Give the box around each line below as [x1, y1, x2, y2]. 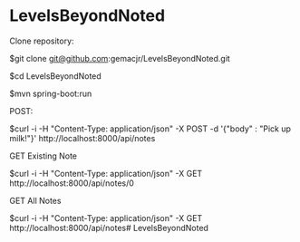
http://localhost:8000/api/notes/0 [9, 178, 134, 189]
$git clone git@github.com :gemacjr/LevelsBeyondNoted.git [9, 53, 231, 63]
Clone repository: [9, 35, 74, 46]
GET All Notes [9, 195, 62, 206]
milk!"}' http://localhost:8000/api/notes [9, 132, 156, 143]
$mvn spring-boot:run [9, 88, 92, 99]
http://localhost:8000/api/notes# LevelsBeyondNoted [9, 222, 208, 233]
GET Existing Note [9, 150, 77, 161]
